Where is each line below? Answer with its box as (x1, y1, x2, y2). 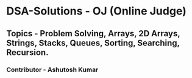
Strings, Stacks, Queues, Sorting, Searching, (6, 37, 180, 48)
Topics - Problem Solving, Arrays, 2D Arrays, (6, 28, 180, 39)
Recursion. (6, 47, 49, 57)
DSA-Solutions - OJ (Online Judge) (6, 4, 187, 18)
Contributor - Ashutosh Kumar (6, 65, 99, 74)
